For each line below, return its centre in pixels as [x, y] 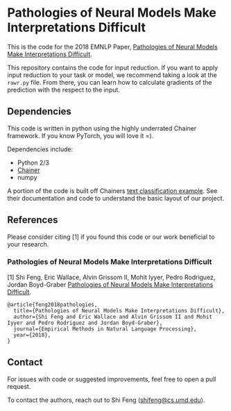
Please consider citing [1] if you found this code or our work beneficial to [111, 237]
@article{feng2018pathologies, [52, 304]
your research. [28, 244]
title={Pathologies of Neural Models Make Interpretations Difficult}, [119, 310]
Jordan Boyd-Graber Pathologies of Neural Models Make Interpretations [110, 284]
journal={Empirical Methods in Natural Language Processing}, [105, 329]
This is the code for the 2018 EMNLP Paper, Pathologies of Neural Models [112, 47]
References [33, 220]
